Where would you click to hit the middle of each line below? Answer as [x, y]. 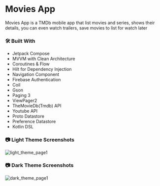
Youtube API [25, 111]
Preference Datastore [34, 122]
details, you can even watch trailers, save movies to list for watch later [76, 28]
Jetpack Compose [31, 54]
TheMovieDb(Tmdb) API [37, 106]
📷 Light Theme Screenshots [40, 140]
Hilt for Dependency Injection [42, 69]
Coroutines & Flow [31, 64]
